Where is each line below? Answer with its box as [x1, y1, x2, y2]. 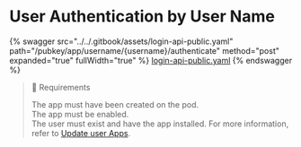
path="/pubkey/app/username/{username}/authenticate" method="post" [9, 45, 280, 56]
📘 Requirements [31, 82, 91, 92]
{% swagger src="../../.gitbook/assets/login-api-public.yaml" [9, 36, 234, 47]
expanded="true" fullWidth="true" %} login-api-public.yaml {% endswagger [9, 55, 293, 65]
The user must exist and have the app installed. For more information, [31, 118, 289, 129]
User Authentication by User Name [9, 6, 276, 27]
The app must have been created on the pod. [31, 99, 199, 109]
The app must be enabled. [31, 108, 129, 119]
